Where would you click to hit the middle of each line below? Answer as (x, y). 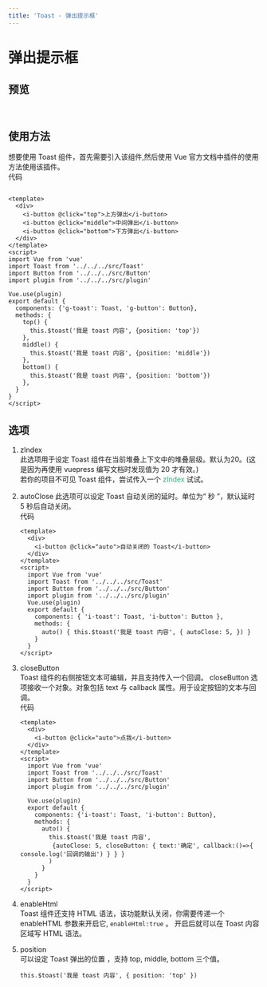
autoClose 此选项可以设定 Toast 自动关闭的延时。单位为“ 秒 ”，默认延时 (137, 497)
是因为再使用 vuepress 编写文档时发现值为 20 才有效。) (109, 470)
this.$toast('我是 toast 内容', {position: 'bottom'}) (120, 376)
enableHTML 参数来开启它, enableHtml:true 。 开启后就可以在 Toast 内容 (139, 924)
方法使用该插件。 (36, 167)
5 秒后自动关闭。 (47, 506)
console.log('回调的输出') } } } (72, 854)
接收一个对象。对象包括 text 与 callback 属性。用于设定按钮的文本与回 (141, 688)
